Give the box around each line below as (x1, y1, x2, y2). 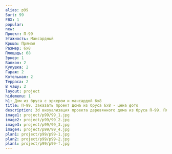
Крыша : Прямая (5, 41, 36, 46)
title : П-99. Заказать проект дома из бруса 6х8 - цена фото (5, 103, 139, 108)
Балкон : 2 (5, 60, 27, 65)
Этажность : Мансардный (5, 36, 54, 42)
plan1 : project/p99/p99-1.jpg (5, 131, 70, 137)
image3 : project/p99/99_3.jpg (5, 122, 70, 127)
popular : (5, 22, 24, 27)
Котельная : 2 (5, 74, 33, 80)
